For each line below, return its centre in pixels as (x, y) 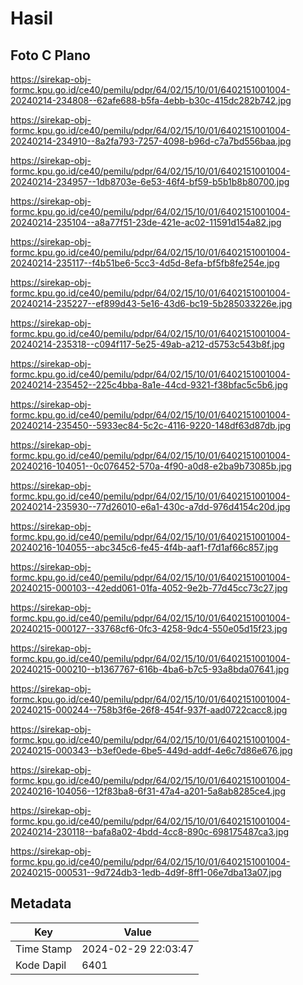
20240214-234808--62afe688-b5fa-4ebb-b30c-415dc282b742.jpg (151, 100)
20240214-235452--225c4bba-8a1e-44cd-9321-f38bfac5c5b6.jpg (149, 385)
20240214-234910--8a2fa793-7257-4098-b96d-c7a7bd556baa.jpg (151, 141)
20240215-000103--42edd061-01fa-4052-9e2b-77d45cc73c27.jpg (149, 588)
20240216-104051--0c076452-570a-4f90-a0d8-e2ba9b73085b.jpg (151, 466)
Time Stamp (44, 949)
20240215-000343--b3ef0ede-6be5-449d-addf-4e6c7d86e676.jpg (151, 750)
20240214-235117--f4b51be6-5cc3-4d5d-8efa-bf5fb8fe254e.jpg (145, 263)
